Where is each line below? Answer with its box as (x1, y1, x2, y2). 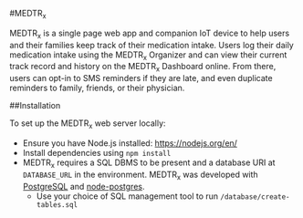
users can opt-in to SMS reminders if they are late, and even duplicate (9, 73, 273, 84)
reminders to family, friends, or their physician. (9, 82, 185, 94)
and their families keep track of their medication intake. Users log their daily (9, 39, 294, 50)
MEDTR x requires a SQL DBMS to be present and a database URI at (22, 157, 276, 170)
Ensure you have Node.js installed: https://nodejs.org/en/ (22, 137, 237, 149)
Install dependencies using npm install (22, 147, 172, 158)
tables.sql (36, 200, 78, 209)
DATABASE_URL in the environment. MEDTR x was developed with (22, 169, 258, 182)
